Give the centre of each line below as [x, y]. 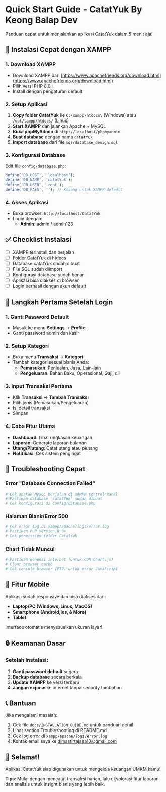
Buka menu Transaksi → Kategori [48, 357]
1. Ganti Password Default [37, 317]
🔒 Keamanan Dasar [35, 644]
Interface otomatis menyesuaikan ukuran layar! [54, 627]
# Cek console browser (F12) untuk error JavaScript [62, 569]
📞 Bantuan [21, 703]
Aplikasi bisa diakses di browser [46, 280]
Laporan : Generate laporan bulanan [50, 443]
